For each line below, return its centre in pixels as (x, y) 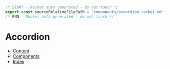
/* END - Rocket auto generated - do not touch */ (60, 17)
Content (21, 51)
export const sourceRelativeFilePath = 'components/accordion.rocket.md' (85, 12)
